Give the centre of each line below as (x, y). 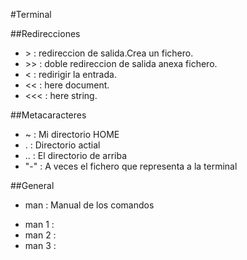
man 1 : (39, 224)
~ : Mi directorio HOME (72, 134)
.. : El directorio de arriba (76, 155)
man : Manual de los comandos (89, 205)
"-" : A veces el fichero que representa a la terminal (131, 166)
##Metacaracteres (48, 115)
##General (32, 185)
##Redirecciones (45, 33)
